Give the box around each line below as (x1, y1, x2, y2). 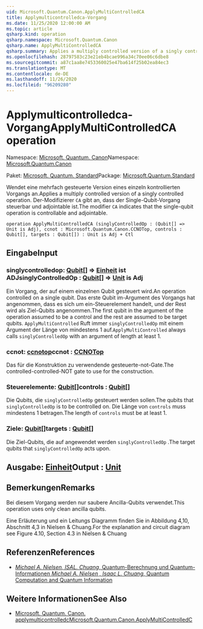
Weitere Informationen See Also (6, 593, 127, 604)
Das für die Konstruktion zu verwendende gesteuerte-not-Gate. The (6, 361, 174, 368)
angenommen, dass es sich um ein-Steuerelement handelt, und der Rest (6, 300, 187, 307)
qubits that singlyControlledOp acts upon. (6, 445, 111, 452)
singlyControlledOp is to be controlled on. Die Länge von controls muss (6, 403, 186, 410)
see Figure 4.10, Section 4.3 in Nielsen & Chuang (6, 530, 127, 537)
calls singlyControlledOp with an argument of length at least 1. (6, 332, 161, 339)
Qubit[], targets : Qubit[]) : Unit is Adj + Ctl (6, 231, 134, 238)
